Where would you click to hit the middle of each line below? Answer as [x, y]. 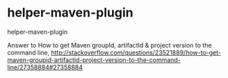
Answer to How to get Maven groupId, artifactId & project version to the [109, 45]
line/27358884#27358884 [45, 67]
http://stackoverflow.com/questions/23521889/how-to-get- [136, 52]
